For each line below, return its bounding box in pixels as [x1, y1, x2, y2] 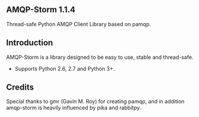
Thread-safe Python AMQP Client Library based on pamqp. [6, 20, 151, 27]
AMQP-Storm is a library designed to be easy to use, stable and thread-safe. [6, 53, 194, 61]
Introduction [6, 38, 53, 48]
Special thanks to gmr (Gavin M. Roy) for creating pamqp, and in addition [6, 98, 185, 105]
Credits [6, 83, 34, 93]
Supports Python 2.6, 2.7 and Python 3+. [14, 65, 115, 72]
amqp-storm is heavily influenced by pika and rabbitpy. [6, 104, 141, 112]
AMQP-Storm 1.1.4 [6, 5, 75, 15]
